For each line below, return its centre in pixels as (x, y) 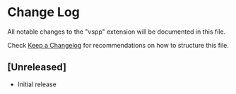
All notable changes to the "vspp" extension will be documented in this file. (117, 32)
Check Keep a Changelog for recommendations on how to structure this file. (118, 45)
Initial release (37, 84)
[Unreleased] (37, 67)
